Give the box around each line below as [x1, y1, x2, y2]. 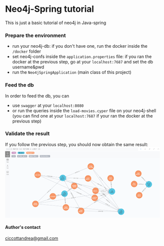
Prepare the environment [5, 32, 66, 39]
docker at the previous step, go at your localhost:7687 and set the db [12, 59, 153, 65]
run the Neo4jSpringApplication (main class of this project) [12, 69, 132, 75]
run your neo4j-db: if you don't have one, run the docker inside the [12, 43, 148, 49]
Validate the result [5, 130, 50, 137]
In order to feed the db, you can [5, 92, 70, 99]
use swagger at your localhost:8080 [12, 102, 84, 108]
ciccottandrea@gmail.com [5, 235, 58, 241]
